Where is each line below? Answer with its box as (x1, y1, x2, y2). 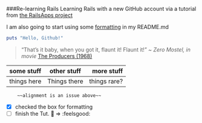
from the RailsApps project (6, 12, 73, 19)
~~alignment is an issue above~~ (17, 92, 102, 99)
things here (9, 77, 42, 85)
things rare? (89, 77, 123, 85)
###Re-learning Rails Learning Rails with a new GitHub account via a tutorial (6, 5, 197, 12)
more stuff (91, 67, 123, 75)
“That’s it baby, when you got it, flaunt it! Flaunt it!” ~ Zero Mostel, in (21, 45, 191, 53)
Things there (47, 77, 83, 85)
